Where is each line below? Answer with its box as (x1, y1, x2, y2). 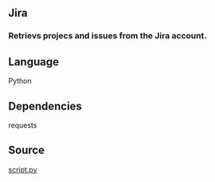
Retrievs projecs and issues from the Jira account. (8, 30, 207, 42)
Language (8, 55, 60, 69)
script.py (8, 164, 37, 174)
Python (8, 76, 32, 86)
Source (8, 144, 45, 157)
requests (8, 120, 37, 130)
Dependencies (8, 99, 82, 113)
